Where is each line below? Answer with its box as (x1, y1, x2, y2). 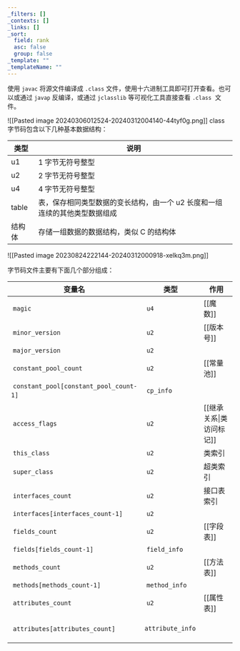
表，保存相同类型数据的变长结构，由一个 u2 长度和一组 (38, 197, 223, 207)
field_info (146, 545, 184, 553)
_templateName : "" (7, 64, 62, 71)
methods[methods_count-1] (13, 581, 101, 589)
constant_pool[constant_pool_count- (13, 382, 138, 390)
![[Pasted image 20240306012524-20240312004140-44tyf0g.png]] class (7, 116, 225, 125)
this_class (13, 449, 50, 457)
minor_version (13, 328, 61, 336)
